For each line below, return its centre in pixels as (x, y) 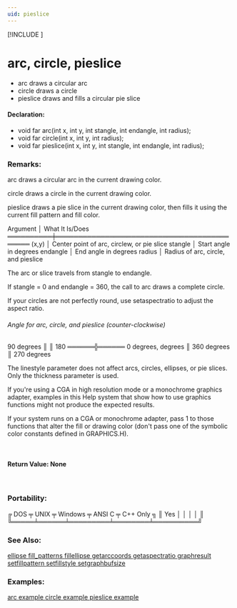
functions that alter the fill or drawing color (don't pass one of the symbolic (118, 427)
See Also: (24, 540)
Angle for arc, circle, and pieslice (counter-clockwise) (86, 324)
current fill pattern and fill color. (54, 215)
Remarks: (24, 164)
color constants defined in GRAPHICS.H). (68, 434)
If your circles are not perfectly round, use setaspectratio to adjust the (111, 301)
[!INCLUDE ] (25, 34)
